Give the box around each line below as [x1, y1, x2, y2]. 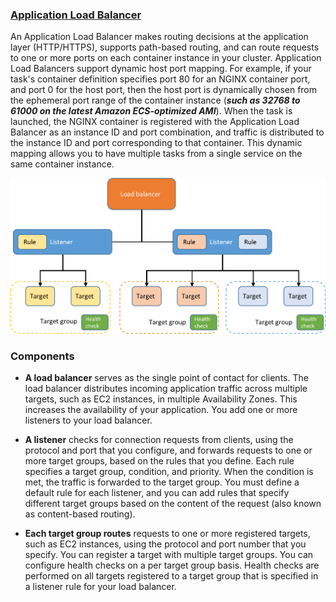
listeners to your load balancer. [24, 414, 153, 426]
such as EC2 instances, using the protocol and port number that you [24, 538, 307, 550]
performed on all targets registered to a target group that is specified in [24, 569, 319, 582]
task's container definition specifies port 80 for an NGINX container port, [10, 73, 311, 85]
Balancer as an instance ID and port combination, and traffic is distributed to [10, 126, 325, 138]
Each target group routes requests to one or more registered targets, [24, 527, 311, 539]
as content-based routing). [24, 508, 136, 520]
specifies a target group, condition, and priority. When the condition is [24, 465, 314, 477]
